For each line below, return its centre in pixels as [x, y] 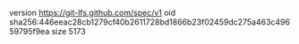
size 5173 [69, 31]
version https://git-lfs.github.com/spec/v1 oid [93, 13]
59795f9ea [30, 31]
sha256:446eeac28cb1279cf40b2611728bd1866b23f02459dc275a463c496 [150, 22]
